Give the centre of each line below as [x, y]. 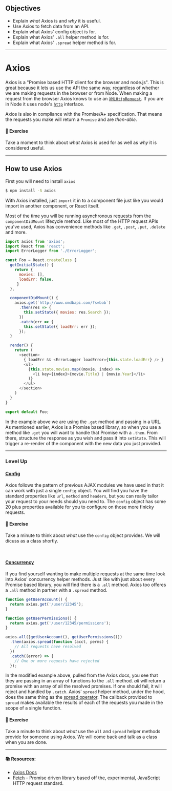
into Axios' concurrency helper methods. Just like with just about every [80, 579]
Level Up [16, 462]
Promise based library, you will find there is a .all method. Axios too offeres [86, 585]
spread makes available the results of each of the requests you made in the [84, 703]
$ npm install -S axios [31, 191]
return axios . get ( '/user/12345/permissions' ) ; [60, 623]
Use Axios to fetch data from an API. [51, 26]
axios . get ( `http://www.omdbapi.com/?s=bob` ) [63, 303]
